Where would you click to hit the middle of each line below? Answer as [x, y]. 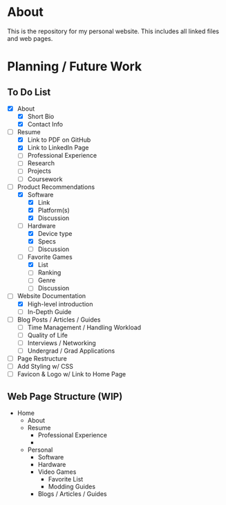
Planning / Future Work [75, 67]
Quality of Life [47, 335]
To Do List [29, 92]
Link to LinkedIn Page [58, 148]
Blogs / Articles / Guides [72, 494]
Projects [39, 171]
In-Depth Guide [49, 311]
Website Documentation [51, 296]
